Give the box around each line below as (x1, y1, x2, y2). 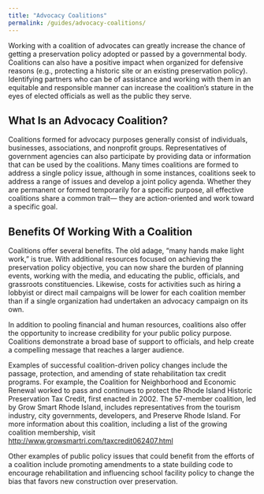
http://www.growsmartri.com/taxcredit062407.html (8, 436, 173, 446)
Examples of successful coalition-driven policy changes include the (8, 360, 228, 370)
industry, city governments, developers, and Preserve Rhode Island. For (8, 411, 241, 420)
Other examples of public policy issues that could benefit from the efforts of (8, 451, 255, 461)
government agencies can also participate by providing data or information (8, 152, 251, 161)
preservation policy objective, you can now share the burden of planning (8, 262, 244, 273)
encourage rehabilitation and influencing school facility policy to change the (8, 468, 255, 478)
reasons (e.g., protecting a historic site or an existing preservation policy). (8, 66, 248, 75)
